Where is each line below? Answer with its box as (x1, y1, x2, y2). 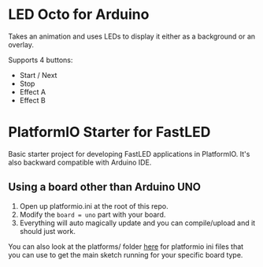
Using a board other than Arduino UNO (8, 180, 202, 194)
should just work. (19, 226, 76, 235)
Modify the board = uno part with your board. (19, 210, 166, 219)
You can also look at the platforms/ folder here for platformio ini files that (8, 242, 244, 251)
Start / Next (19, 70, 57, 80)
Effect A (19, 87, 46, 96)
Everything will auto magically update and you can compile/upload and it (19, 218, 256, 228)
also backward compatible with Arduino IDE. (8, 158, 152, 167)
